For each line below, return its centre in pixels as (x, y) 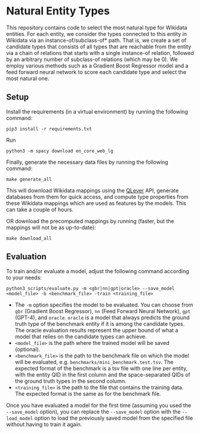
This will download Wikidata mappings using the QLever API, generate (93, 190)
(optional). (27, 349)
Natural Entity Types (58, 11)
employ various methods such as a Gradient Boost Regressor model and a (97, 65)
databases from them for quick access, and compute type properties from (98, 197)
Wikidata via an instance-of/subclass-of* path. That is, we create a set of (96, 40)
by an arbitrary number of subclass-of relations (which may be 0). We (92, 59)
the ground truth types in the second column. (70, 381)
